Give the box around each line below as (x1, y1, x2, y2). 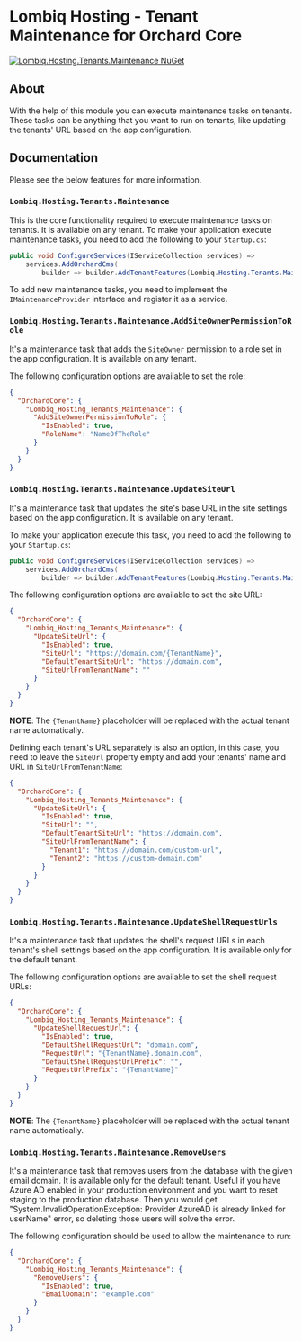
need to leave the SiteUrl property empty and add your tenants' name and (9, 751, 286, 762)
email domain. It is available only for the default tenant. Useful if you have (9, 1176, 281, 1186)
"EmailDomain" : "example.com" (41, 1290, 155, 1299)
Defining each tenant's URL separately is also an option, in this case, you (9, 742, 280, 753)
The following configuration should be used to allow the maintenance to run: (9, 1230, 292, 1242)
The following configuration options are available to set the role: (9, 371, 245, 381)
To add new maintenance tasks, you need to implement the (9, 284, 228, 295)
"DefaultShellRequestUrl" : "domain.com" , (41, 1041, 200, 1050)
